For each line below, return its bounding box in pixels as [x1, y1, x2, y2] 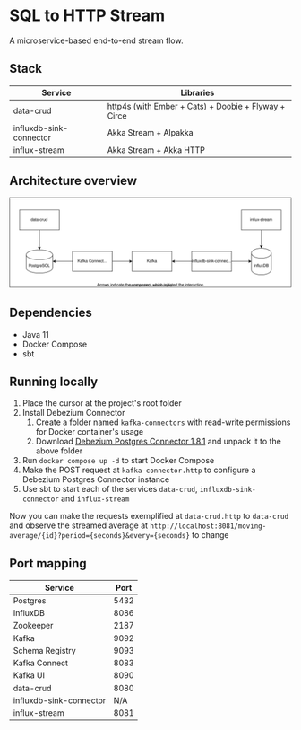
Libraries [180, 87, 215, 99]
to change [192, 530, 230, 541]
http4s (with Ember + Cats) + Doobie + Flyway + [107, 101, 286, 111]
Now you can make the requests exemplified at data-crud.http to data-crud [9, 511, 289, 522]
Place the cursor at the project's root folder [21, 398, 182, 409]
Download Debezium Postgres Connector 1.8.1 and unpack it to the [35, 436, 282, 447]
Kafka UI [13, 670, 45, 681]
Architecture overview [9, 172, 137, 189]
